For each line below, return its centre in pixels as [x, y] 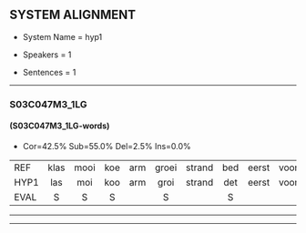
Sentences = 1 [49, 72]
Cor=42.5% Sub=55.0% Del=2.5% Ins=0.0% [107, 146]
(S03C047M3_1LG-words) [60, 126]
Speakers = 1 [47, 55]
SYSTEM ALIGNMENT [73, 15]
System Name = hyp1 [62, 36]
